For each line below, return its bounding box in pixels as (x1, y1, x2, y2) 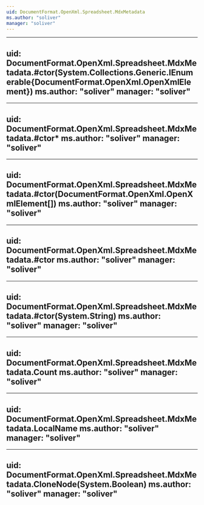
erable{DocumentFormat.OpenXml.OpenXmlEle (6, 77, 191, 87)
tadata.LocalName (6, 423, 78, 433)
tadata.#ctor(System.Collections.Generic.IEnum (6, 67, 194, 78)
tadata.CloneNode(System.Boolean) (6, 479, 147, 490)
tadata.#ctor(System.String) (6, 311, 117, 321)
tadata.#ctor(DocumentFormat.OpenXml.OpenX (6, 189, 193, 199)
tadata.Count (6, 367, 58, 377)
